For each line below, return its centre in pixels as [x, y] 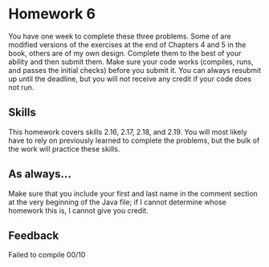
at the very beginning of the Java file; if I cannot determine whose [118, 202]
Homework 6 [52, 14]
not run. [21, 87]
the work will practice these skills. [64, 148]
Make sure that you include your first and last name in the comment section [133, 193]
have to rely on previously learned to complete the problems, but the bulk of [134, 140]
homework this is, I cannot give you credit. [78, 210]
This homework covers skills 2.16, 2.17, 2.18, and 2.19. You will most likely [128, 131]
